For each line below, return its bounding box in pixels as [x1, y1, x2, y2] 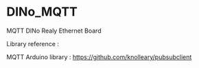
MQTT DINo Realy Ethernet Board [6, 27, 102, 35]
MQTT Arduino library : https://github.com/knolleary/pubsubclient [6, 52, 192, 61]
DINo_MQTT [6, 4, 78, 20]
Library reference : [6, 39, 60, 48]
